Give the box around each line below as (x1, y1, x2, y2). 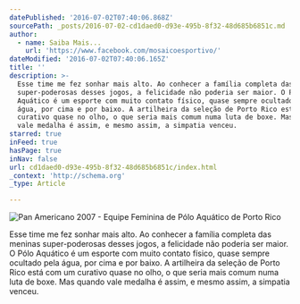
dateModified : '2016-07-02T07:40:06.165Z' (9, 55, 170, 63)
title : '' (9, 63, 46, 72)
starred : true (9, 130, 62, 139)
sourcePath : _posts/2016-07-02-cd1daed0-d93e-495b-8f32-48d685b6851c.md (9, 21, 286, 30)
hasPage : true (9, 146, 62, 155)
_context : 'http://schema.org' (9, 171, 126, 180)
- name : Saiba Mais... (17, 38, 102, 47)
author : (9, 30, 38, 38)
